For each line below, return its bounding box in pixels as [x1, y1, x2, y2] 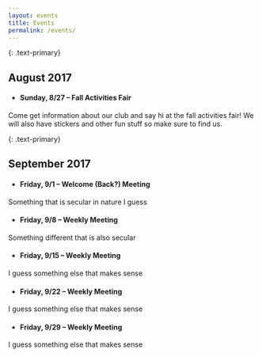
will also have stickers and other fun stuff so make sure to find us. [8, 119, 223, 128]
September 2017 [8, 158, 91, 171]
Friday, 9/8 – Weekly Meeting [19, 215, 119, 225]
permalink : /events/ [8, 26, 77, 34]
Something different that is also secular [8, 233, 136, 242]
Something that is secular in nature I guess [8, 197, 148, 207]
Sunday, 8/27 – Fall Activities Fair [19, 93, 132, 103]
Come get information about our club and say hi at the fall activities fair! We [8, 110, 255, 120]
